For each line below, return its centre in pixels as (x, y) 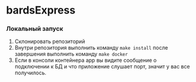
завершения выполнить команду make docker (71, 54)
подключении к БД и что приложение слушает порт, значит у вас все (102, 67)
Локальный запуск (35, 29)
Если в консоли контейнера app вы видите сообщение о (86, 60)
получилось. (30, 73)
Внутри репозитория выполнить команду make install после (91, 48)
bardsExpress (41, 10)
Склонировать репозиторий (50, 41)
